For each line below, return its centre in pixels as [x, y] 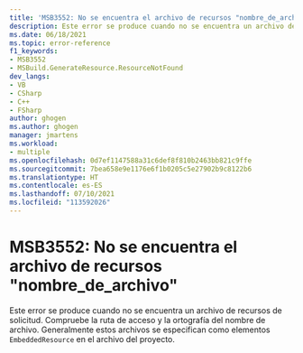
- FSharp [26, 110]
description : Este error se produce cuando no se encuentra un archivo [147, 26]
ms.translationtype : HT [54, 177]
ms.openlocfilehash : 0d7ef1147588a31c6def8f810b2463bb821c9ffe [131, 160]
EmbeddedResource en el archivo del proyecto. [92, 339]
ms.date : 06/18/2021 [48, 34]
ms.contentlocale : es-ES [56, 186]
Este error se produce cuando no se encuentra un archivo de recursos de [146, 310]
